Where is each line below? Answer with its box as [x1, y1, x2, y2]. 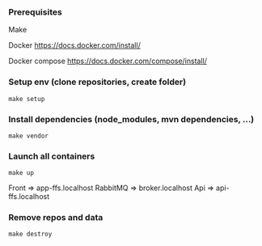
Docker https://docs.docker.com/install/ [8, 40, 142, 50]
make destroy [8, 230, 53, 239]
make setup [8, 95, 45, 103]
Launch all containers [8, 151, 95, 162]
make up [8, 169, 35, 177]
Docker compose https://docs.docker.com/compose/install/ [8, 56, 208, 66]
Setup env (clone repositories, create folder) [8, 76, 187, 87]
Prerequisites [8, 6, 62, 18]
